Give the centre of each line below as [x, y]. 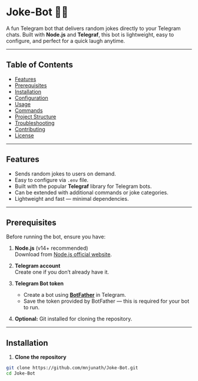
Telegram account [37, 266]
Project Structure [35, 117]
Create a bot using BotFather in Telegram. [75, 295]
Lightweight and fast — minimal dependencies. [72, 198]
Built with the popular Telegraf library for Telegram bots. [83, 186]
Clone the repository [40, 357]
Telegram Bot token [39, 284]
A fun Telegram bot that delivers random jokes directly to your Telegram [93, 28]
